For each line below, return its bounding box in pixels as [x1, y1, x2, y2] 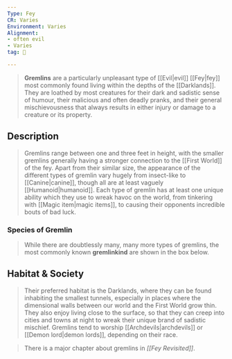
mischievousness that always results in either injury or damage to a [24, 103, 216, 111]
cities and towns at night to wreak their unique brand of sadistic [24, 315, 206, 324]
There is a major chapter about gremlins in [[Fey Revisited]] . [24, 344, 195, 352]
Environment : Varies [7, 23, 67, 30]
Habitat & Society [7, 268, 84, 280]
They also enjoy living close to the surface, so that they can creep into [24, 309, 225, 317]
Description [7, 131, 59, 142]
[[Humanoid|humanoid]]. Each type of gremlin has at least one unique [24, 185, 224, 194]
